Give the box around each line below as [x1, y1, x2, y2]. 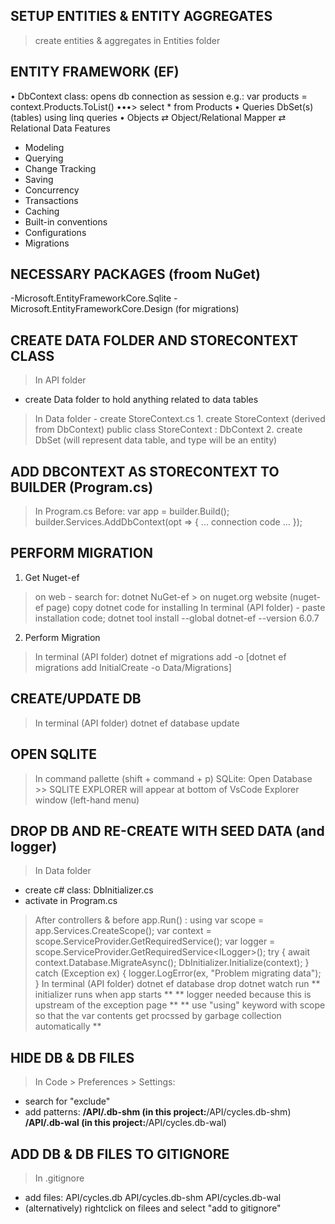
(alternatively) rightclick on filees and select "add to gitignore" [24, 1202, 282, 1214]
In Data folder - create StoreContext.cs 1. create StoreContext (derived [34, 413, 326, 425]
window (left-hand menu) [34, 794, 140, 806]
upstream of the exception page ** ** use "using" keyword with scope [34, 999, 326, 1011]
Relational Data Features [10, 122, 111, 134]
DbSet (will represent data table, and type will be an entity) [34, 434, 278, 446]
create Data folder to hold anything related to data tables [24, 394, 259, 406]
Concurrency [24, 184, 80, 196]
